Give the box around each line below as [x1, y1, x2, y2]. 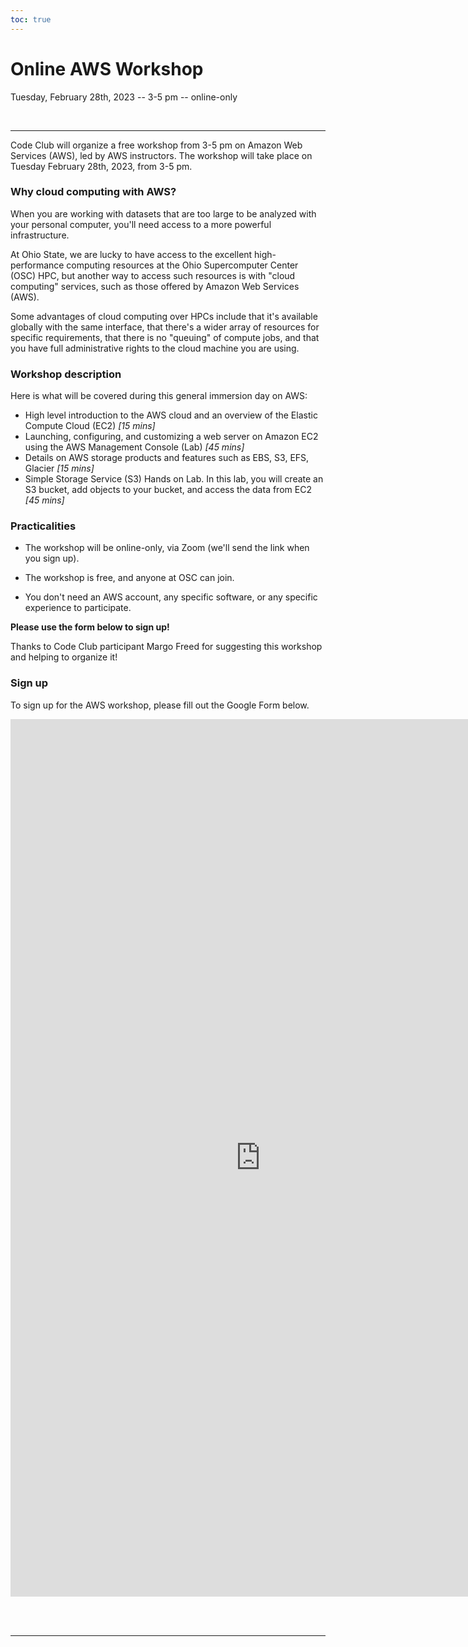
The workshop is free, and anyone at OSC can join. [24, 572, 235, 584]
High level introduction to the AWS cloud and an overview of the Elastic [24, 409, 318, 421]
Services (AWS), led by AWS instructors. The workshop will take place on [10, 149, 313, 161]
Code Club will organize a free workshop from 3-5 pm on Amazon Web [10, 139, 303, 151]
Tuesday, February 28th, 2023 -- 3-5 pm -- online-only [10, 91, 238, 103]
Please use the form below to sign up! [10, 621, 170, 633]
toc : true [10, 14, 52, 25]
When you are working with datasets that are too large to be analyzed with [10, 207, 317, 220]
